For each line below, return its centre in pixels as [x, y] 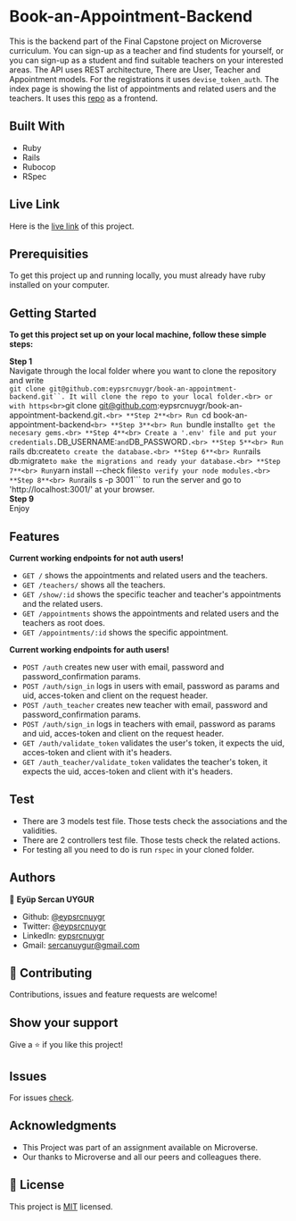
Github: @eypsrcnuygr [63, 916]
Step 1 [21, 362]
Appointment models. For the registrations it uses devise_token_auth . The [144, 79]
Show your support [64, 1022]
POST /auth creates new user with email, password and [123, 667]
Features [34, 537]
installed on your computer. [59, 285]
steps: [21, 344]
